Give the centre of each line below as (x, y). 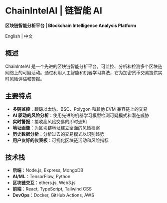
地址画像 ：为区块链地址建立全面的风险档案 (56, 128)
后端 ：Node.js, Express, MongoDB (48, 170)
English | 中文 (19, 36)
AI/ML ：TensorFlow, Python (41, 177)
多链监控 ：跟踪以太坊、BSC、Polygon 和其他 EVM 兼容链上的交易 (80, 109)
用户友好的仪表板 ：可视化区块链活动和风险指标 (60, 140)
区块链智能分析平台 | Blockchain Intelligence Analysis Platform (71, 25)
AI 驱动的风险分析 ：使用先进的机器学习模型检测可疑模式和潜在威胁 (81, 115)
